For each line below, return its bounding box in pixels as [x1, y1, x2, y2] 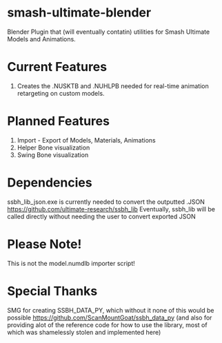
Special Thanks [7, 283, 98, 299]
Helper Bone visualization [17, 143, 90, 152]
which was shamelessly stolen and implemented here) [7, 328, 161, 336]
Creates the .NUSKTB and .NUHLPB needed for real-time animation [17, 81, 209, 90]
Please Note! [7, 236, 82, 252]
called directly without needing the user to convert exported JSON [7, 212, 196, 220]
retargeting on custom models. [17, 89, 105, 97]
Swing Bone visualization [17, 150, 89, 159]
